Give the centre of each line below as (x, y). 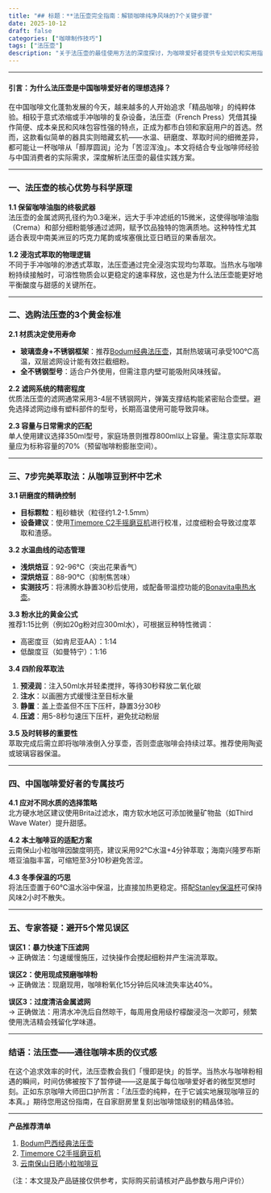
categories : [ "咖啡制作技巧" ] (55, 38)
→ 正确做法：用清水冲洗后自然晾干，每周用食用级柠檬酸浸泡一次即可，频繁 (133, 1012)
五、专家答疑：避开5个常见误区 (69, 928)
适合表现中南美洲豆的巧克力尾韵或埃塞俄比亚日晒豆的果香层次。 (114, 237)
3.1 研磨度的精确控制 (42, 496)
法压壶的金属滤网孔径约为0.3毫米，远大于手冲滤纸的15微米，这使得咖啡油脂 (134, 217)
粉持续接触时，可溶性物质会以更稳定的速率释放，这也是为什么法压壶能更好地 (135, 274)
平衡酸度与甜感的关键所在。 (54, 285)
